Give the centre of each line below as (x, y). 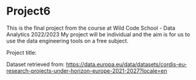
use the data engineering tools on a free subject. (67, 41)
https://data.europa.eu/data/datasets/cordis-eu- (127, 64)
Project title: (21, 52)
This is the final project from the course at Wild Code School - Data (91, 28)
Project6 (28, 11)
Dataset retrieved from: (36, 64)
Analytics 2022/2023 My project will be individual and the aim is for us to (98, 34)
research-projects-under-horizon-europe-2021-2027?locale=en (87, 70)
